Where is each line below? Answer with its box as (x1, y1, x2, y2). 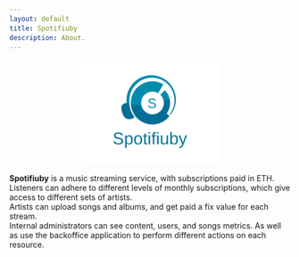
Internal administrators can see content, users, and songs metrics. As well (9, 220, 282, 231)
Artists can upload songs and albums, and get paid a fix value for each (9, 202, 270, 212)
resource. (9, 239, 45, 250)
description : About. (9, 33, 87, 42)
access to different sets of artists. (9, 192, 133, 203)
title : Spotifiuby (9, 23, 78, 33)
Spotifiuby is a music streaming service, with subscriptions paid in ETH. (9, 173, 275, 184)
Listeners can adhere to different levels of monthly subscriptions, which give (9, 183, 291, 194)
